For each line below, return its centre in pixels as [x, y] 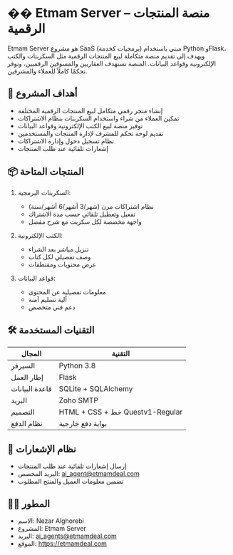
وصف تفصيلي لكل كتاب [59, 256]
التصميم [23, 412]
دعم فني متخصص [52, 307]
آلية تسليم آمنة [48, 299]
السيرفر [23, 365]
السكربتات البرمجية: [44, 192]
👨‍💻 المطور [29, 503]
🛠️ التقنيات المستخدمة [51, 330]
